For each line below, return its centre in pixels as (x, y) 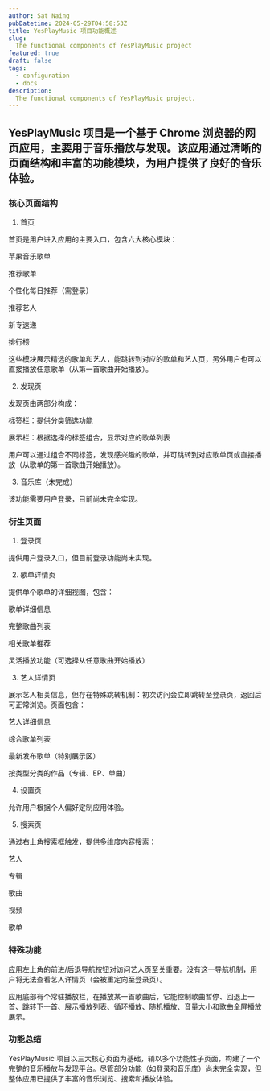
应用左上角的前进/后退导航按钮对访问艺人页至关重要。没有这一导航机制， (129, 969)
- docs (27, 83)
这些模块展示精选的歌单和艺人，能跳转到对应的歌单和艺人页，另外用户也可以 (135, 358)
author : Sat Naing (39, 16)
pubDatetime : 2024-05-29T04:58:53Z (68, 23)
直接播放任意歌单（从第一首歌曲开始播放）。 (80, 369)
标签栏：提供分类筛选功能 (51, 420)
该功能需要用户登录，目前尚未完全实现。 (75, 498)
